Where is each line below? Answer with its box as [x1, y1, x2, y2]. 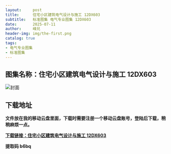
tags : [5, 41, 17, 46]
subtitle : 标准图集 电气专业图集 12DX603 [5, 17, 92, 22]
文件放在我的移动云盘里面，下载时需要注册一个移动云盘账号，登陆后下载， [5, 115, 161, 121]
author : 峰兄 [5, 26, 41, 32]
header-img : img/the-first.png [5, 31, 72, 36]
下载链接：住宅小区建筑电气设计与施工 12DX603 [5, 133, 106, 139]
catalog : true [5, 36, 36, 41]
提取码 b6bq [5, 143, 32, 149]
